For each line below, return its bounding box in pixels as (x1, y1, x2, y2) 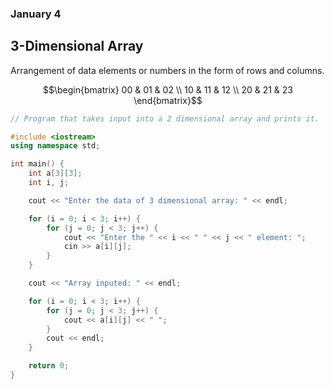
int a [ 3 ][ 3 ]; (28, 168, 83, 179)
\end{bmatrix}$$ (133, 94, 203, 106)
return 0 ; (28, 361, 70, 371)
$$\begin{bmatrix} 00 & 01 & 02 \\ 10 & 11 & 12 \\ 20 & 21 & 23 (43, 83, 293, 96)
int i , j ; (28, 178, 70, 188)
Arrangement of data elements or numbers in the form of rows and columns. (10, 64, 325, 76)
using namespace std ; (10, 141, 101, 151)
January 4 (10, 7, 62, 21)
